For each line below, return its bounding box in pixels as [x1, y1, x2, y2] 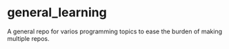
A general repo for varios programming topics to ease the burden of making [7, 27, 223, 35]
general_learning [7, 5, 107, 20]
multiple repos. [7, 34, 50, 42]
